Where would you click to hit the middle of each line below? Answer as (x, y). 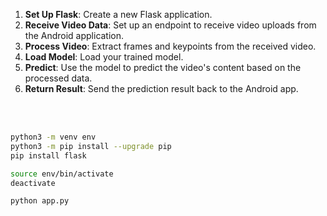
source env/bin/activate (62, 174)
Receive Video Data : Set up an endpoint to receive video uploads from (170, 25)
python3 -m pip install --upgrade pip (91, 146)
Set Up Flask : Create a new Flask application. (118, 14)
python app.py (40, 201)
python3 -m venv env (53, 137)
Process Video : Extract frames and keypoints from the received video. (170, 46)
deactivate (33, 183)
